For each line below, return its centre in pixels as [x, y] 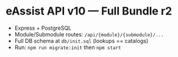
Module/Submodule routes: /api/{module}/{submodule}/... [89, 34]
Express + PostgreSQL [43, 28]
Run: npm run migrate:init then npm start [68, 47]
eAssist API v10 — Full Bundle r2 [89, 11]
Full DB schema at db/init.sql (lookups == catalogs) [81, 41]
